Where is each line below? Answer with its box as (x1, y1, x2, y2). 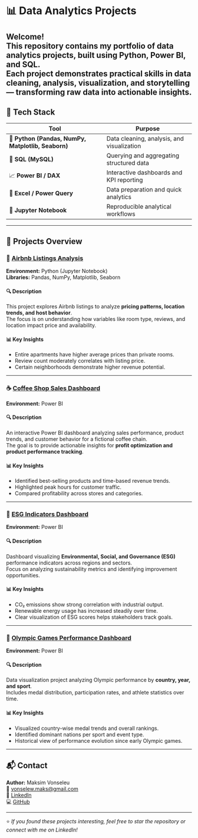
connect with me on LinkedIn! (6, 826, 78, 833)
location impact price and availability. (6, 322, 97, 329)
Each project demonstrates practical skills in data (6, 69, 192, 79)
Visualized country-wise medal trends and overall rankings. (14, 725, 159, 732)
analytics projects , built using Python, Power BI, (6, 50, 186, 60)
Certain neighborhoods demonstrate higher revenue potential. (14, 363, 166, 371)
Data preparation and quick (106, 186, 182, 194)
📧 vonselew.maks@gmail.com (6, 785, 78, 792)
